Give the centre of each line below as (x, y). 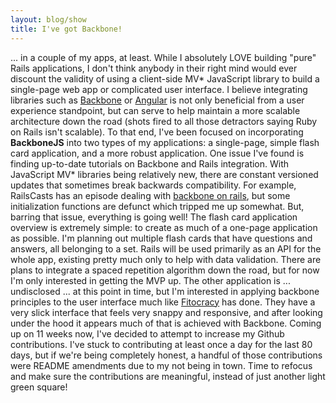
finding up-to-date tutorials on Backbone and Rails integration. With (150, 163)
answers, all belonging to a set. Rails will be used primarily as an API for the (166, 248)
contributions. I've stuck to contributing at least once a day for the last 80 (161, 344)
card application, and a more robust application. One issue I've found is (157, 153)
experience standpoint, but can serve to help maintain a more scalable (155, 110)
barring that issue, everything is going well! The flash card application (154, 217)
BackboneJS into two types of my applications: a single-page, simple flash (165, 142)
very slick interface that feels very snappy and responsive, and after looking (166, 312)
